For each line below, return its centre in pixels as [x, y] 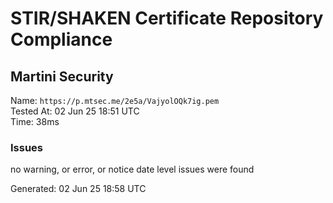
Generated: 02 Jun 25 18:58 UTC [78, 189]
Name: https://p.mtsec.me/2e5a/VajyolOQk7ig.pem [115, 100]
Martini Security [62, 76]
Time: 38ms [35, 121]
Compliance [61, 39]
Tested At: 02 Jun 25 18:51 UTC [75, 111]
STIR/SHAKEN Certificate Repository [167, 18]
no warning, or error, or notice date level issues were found [132, 169]
